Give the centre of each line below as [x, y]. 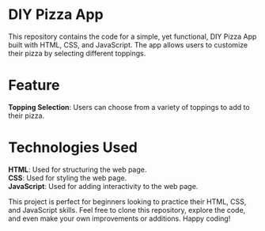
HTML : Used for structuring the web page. [78, 169]
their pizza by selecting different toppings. [77, 53]
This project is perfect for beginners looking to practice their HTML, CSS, [127, 201]
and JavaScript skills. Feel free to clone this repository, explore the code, [127, 210]
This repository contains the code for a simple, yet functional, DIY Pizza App [132, 36]
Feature [34, 85]
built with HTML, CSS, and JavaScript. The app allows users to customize [128, 44]
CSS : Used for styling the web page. [68, 178]
